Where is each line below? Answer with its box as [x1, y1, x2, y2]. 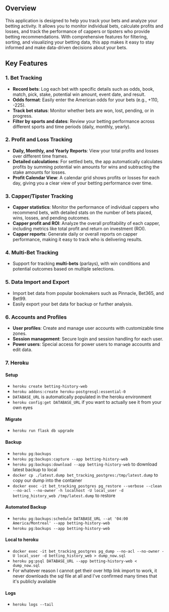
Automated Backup [5, 504, 47, 510]
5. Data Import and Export [5, 279, 70, 286]
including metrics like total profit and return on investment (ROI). [12, 225, 146, 232]
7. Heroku [5, 359, 29, 366]
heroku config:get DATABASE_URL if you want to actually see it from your [12, 399, 162, 405]
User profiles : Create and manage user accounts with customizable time [12, 325, 164, 331]
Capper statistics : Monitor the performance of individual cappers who [12, 204, 159, 210]
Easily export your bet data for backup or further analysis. [12, 301, 133, 307]
